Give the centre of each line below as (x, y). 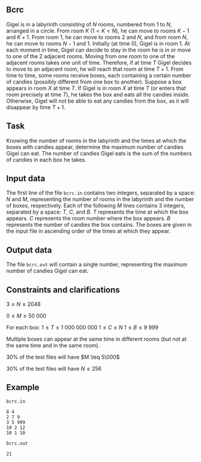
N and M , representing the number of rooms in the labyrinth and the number (100, 199)
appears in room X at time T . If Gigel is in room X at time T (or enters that (96, 88)
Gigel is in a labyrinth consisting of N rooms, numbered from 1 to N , (89, 24)
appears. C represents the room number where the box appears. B (88, 218)
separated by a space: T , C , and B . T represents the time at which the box (97, 212)
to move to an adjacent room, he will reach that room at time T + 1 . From (95, 69)
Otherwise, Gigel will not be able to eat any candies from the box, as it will (97, 101)
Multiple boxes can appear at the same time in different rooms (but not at (97, 339)
